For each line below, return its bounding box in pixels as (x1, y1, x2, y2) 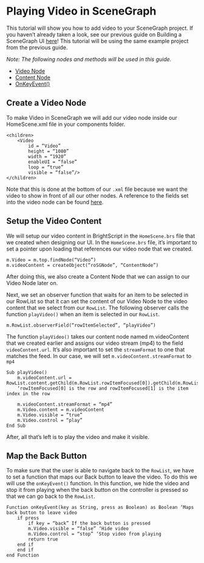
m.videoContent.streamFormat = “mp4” (17, 401, 113, 407)
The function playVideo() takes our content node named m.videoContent (6, 333, 189, 340)
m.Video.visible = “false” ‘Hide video (28, 526, 129, 532)
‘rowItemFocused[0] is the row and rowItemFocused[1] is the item (17, 385, 189, 392)
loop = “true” (28, 164, 64, 170)
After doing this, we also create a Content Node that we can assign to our (6, 272, 190, 280)
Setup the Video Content (6, 216, 102, 226)
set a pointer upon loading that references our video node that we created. (6, 245, 193, 252)
